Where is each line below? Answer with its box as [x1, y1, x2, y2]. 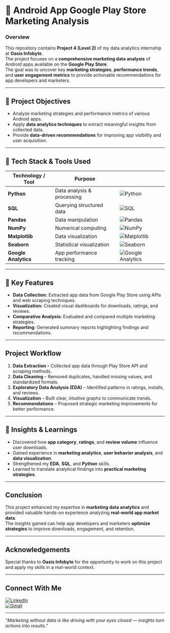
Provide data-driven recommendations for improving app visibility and [12, 132, 161, 138]
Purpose [74, 175, 96, 183]
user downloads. [12, 444, 48, 450]
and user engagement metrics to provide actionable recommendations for [5, 72, 161, 78]
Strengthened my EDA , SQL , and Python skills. [12, 460, 110, 467]
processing [55, 193, 82, 200]
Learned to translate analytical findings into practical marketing [12, 466, 147, 472]
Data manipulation [55, 216, 99, 223]
